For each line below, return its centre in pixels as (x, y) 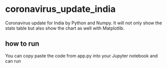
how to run (22, 44)
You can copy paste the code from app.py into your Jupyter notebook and (81, 56)
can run (13, 61)
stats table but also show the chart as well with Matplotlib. (65, 28)
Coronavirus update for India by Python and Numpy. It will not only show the (84, 23)
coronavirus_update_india (60, 9)
